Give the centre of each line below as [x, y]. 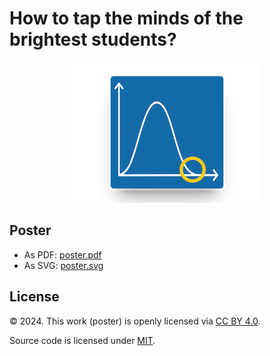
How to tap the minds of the [126, 18]
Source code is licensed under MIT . [82, 340]
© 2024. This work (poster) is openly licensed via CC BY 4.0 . [135, 321]
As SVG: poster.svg [63, 265]
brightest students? [93, 39]
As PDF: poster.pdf [62, 254]
